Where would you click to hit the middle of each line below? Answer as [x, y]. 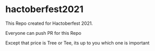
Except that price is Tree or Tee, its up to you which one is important [77, 43]
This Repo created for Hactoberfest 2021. [49, 23]
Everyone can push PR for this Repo [43, 33]
